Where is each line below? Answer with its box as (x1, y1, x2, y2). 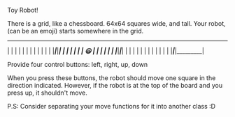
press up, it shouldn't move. (7, 88, 87, 97)
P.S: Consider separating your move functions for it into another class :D (7, 102, 215, 110)
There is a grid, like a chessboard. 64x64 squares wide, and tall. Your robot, (7, 19, 226, 27)
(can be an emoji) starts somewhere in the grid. (7, 27, 144, 35)
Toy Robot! (7, 6, 38, 14)
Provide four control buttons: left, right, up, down (7, 61, 148, 68)
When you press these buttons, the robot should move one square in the (7, 74, 216, 82)
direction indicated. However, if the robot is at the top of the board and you (7, 81, 222, 89)
